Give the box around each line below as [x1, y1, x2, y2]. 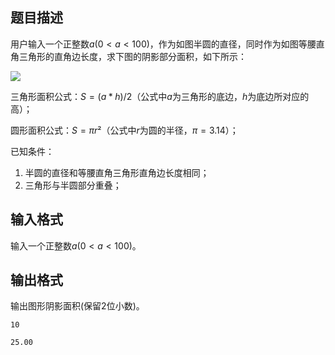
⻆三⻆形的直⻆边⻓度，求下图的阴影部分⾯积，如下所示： [10, 50, 247, 62]
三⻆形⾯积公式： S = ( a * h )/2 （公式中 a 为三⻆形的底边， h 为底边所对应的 [10, 90, 310, 102]
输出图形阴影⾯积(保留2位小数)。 [10, 300, 145, 312]
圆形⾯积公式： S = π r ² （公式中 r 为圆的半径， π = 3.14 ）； [10, 124, 239, 136]
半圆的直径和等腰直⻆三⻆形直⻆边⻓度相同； [24, 166, 210, 178]
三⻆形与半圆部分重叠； [24, 179, 122, 191]
